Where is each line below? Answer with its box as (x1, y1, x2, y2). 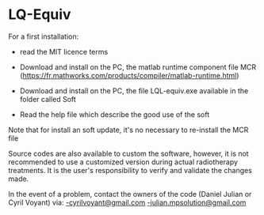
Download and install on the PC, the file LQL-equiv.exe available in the (19, 85, 249, 96)
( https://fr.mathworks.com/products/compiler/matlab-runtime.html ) (19, 70, 239, 80)
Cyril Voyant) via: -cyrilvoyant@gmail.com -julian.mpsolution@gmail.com (8, 198, 247, 207)
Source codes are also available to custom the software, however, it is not (8, 149, 249, 158)
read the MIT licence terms (19, 47, 109, 56)
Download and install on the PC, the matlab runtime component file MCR (19, 62, 257, 72)
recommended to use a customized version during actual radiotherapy (8, 157, 239, 167)
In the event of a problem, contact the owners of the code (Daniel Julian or (8, 189, 252, 198)
